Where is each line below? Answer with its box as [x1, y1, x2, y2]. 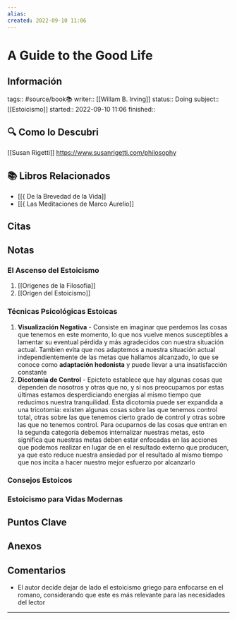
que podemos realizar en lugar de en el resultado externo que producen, [17, 443, 229, 451]
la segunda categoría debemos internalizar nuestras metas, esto [17, 428, 205, 436]
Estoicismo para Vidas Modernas [7, 494, 123, 504]
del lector [17, 598, 46, 607]
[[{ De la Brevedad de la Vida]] [17, 192, 107, 201]
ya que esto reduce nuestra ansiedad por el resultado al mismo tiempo [17, 450, 224, 459]
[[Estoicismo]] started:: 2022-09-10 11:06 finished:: [7, 105, 156, 113]
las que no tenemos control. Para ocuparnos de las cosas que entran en [17, 420, 227, 428]
